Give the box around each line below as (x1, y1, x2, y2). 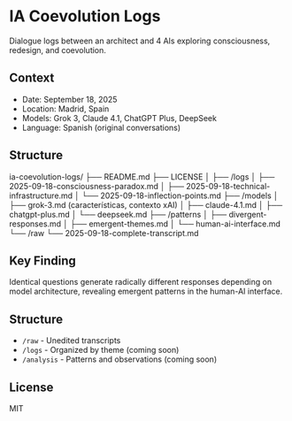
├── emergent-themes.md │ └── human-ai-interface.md (70, 218, 281, 229)
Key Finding (9, 253, 77, 268)
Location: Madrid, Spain (21, 103, 110, 114)
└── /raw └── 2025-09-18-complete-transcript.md (9, 227, 199, 238)
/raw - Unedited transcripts (21, 335, 121, 346)
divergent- (228, 209, 267, 219)
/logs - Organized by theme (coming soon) (21, 345, 180, 356)
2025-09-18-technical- (185, 180, 271, 191)
